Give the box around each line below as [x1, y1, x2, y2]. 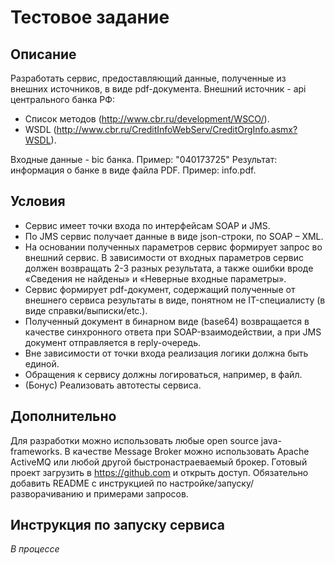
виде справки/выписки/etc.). [24, 304, 148, 316]
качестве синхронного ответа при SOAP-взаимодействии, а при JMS [24, 326, 322, 338]
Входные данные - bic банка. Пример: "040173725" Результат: [10, 154, 278, 165]
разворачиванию [10, 487, 84, 500]
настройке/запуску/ [169, 477, 255, 489]
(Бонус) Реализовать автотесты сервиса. [24, 379, 202, 391]
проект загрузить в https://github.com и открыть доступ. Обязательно [10, 466, 309, 478]
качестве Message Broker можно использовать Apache [72, 445, 310, 457]
